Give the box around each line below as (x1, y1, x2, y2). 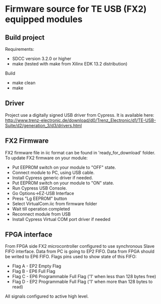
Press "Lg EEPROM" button (12, 195, 67, 201)
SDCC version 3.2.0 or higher (12, 56, 72, 62)
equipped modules (5, 14, 83, 25)
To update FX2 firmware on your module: (5, 155, 88, 161)
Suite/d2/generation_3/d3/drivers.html (5, 122, 82, 128)
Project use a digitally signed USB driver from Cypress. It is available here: (5, 112, 155, 118)
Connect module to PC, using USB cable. (12, 170, 95, 175)
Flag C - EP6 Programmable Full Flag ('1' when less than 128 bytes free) (12, 274, 156, 280)
